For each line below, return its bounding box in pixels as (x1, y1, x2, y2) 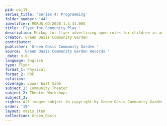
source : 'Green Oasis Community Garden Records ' (5, 49, 110, 54)
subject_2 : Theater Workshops (5, 90, 68, 95)
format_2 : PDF (5, 72, 35, 77)
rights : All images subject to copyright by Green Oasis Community (5, 100, 148, 105)
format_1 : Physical (5, 67, 46, 72)
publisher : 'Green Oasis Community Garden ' (5, 44, 99, 49)
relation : (5, 76, 26, 81)
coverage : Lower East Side (5, 81, 61, 86)
